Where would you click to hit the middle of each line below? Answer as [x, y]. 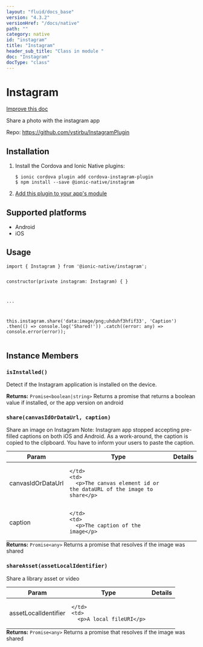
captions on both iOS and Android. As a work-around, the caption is [104, 436]
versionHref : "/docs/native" [43, 23]
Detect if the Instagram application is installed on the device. [82, 385]
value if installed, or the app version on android [65, 403]
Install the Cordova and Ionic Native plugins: [70, 166]
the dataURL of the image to [111, 489]
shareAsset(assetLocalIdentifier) [57, 566]
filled [13, 436]
